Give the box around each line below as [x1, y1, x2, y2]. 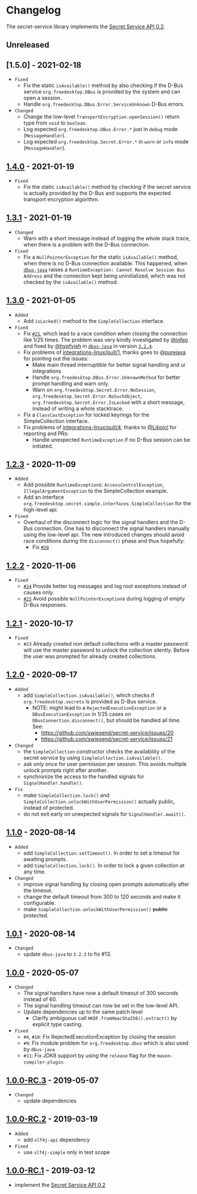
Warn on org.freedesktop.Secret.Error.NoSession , [32, 386, 156, 393]
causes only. [23, 589, 55, 596]
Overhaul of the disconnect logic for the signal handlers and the [23, 519, 178, 526]
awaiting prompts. [23, 855, 68, 862]
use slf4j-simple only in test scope [23, 1148, 110, 1156]
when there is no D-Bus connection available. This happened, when [23, 259, 188, 266]
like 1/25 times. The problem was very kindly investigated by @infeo [23, 336, 188, 343]
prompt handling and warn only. [32, 380, 110, 387]
